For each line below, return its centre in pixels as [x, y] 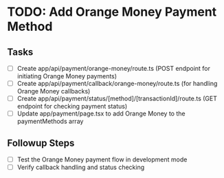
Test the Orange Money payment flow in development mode [102, 159]
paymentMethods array [50, 122]
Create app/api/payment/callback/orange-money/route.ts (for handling [117, 84]
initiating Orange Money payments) [67, 76]
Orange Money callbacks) [54, 91]
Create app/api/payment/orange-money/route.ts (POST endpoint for [114, 68]
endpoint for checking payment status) [72, 107]
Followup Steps [41, 143]
